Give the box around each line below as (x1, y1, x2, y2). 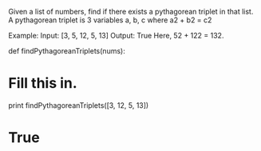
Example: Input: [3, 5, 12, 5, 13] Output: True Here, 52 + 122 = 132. (8, 31, 224, 40)
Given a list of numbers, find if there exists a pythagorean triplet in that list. (8, 7, 254, 16)
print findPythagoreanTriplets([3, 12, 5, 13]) (8, 100, 149, 110)
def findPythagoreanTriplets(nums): (8, 46, 125, 55)
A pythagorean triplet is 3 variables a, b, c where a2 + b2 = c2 (8, 15, 212, 25)
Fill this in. (8, 74, 77, 93)
